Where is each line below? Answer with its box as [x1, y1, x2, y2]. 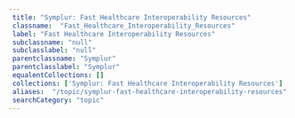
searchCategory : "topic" [12, 95, 104, 105]
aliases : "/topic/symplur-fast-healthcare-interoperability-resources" [12, 87, 288, 96]
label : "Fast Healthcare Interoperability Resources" [12, 29, 216, 38]
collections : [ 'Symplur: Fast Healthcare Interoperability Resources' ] [12, 79, 283, 88]
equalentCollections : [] [12, 71, 104, 80]
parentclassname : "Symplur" [12, 54, 116, 63]
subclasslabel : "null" [12, 46, 97, 55]
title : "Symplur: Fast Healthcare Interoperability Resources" [12, 12, 251, 22]
